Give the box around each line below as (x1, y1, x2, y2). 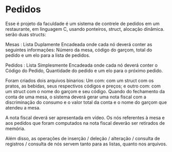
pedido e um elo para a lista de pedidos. (5, 52, 90, 58)
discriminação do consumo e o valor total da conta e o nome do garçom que (5, 99, 167, 105)
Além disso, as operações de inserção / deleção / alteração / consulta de (5, 135, 160, 141)
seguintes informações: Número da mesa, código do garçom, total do (5, 47, 152, 53)
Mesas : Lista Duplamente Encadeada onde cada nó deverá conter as (5, 41, 152, 47)
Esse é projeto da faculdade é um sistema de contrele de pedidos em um (5, 20, 160, 27)
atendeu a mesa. (5, 104, 41, 111)
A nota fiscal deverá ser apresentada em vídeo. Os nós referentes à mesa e (5, 114, 165, 121)
